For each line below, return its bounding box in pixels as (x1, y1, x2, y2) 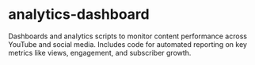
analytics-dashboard (8, 5, 150, 23)
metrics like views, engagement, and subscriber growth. (8, 48, 192, 57)
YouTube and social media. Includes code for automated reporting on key (8, 39, 248, 49)
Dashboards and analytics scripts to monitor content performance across (8, 31, 248, 41)
